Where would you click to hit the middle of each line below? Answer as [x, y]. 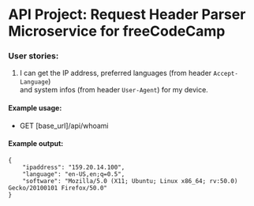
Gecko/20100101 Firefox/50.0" [58, 188]
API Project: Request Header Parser [127, 15]
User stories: [34, 56]
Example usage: [35, 108]
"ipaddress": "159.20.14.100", [74, 167]
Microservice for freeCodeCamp [117, 31]
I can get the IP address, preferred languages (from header [116, 73]
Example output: [36, 144]
